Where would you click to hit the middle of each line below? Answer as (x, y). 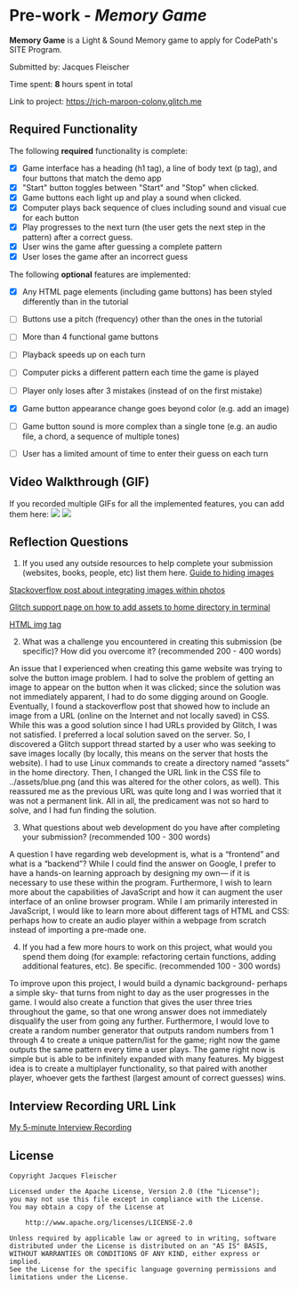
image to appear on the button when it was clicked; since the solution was (145, 687)
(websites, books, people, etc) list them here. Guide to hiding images (148, 573)
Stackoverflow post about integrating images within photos (117, 590)
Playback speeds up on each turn (84, 355)
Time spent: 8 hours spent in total (71, 84)
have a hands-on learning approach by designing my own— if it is (130, 873)
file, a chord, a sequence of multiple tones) (101, 436)
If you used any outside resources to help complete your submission (147, 563)
